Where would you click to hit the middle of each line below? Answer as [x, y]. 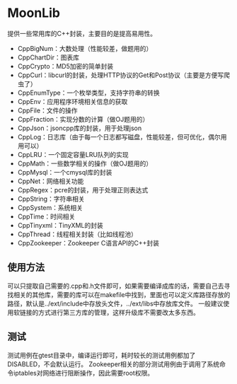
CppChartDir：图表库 [48, 57]
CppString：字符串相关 [51, 199]
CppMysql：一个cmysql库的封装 [65, 172]
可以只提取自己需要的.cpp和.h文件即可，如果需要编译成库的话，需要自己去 [116, 286]
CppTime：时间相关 [46, 216]
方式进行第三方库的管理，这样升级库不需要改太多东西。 [118, 312]
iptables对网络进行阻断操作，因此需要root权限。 [83, 373]
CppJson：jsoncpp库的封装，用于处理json [80, 128]
